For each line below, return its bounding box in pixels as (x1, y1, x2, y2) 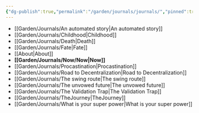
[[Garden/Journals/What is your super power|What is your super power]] (14, 100, 192, 107)
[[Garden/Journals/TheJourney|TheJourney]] (14, 94, 126, 101)
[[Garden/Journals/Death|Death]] (14, 37, 96, 44)
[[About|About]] (14, 50, 53, 57)
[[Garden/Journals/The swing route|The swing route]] (14, 75, 146, 82)
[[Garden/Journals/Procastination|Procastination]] (14, 63, 137, 70)
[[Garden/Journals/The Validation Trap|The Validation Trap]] (14, 88, 162, 95)
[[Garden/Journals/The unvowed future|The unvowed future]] (14, 81, 166, 89)
